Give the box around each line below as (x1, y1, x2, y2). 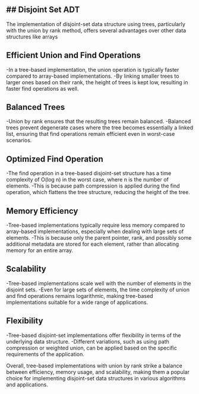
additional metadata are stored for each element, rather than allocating (6, 240, 179, 248)
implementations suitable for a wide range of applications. (6, 298, 149, 306)
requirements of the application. (6, 350, 85, 358)
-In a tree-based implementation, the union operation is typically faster (6, 66, 179, 73)
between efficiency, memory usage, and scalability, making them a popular (6, 368, 190, 376)
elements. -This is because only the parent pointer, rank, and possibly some (6, 234, 192, 242)
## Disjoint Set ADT (6, 5, 80, 15)
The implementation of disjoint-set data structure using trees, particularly (6, 20, 186, 27)
